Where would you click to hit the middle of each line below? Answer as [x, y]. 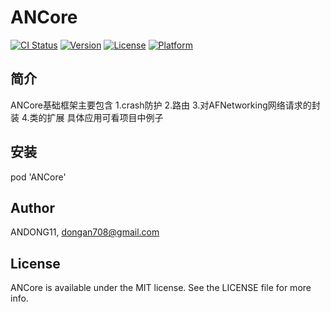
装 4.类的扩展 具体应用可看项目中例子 [87, 117]
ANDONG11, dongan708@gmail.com [85, 232]
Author [32, 207]
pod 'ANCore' [38, 177]
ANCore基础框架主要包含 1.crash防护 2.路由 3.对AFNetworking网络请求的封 [165, 105]
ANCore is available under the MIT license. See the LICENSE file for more [161, 288]
